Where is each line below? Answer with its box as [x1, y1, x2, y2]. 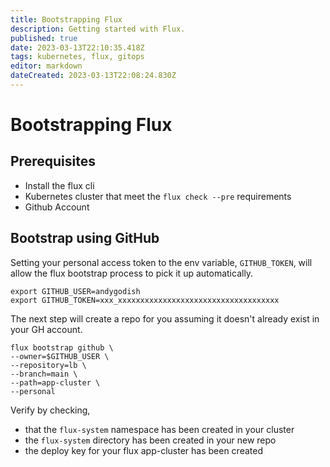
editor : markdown [10, 61, 83, 71]
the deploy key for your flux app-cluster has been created [24, 444, 263, 456]
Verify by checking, [10, 404, 91, 416]
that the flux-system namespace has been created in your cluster [24, 423, 295, 435]
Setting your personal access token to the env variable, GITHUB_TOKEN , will [10, 256, 313, 268]
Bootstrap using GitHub [10, 230, 160, 247]
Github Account [24, 201, 90, 213]
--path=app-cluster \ [10, 377, 101, 388]
